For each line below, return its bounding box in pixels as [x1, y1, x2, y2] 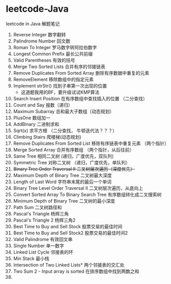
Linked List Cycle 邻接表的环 [13, 249, 73, 255]
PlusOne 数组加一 [13, 115, 51, 121]
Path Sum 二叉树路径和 [13, 204, 62, 210]
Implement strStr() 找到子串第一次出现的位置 [13, 82, 107, 89]
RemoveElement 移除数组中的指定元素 [13, 76, 94, 82]
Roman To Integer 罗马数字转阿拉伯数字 [13, 44, 97, 50]
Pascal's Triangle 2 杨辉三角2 [13, 217, 76, 223]
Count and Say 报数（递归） [13, 102, 73, 108]
